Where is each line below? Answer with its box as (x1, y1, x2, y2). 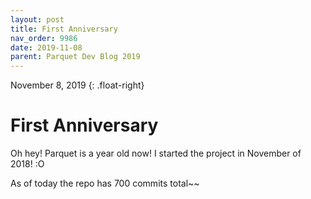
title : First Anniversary (10, 24, 118, 34)
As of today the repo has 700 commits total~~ (10, 177, 200, 190)
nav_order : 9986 (10, 33, 78, 43)
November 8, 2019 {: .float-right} (10, 79, 145, 91)
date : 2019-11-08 (10, 42, 83, 53)
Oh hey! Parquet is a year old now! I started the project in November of (10, 147, 302, 160)
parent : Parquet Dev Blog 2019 (10, 52, 141, 62)
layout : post (10, 14, 65, 25)
